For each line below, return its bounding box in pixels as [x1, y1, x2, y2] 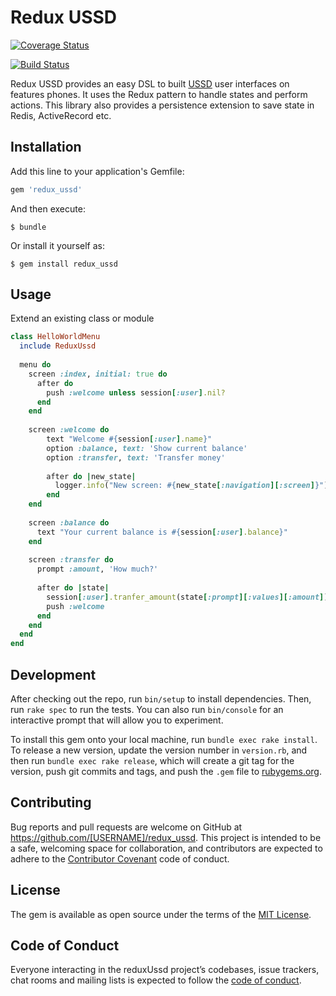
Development [10, 666, 97, 683]
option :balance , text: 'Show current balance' [46, 443, 248, 453]
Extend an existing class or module [10, 312, 155, 325]
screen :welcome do [28, 425, 110, 435]
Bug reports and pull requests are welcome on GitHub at [10, 821, 243, 833]
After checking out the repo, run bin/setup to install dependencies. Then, [10, 693, 312, 705]
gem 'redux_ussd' [10, 184, 83, 195]
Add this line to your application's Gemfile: [10, 165, 185, 177]
